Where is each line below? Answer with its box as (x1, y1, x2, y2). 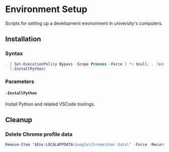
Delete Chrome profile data (5, 130, 73, 137)
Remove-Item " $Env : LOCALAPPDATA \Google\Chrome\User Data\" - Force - (5, 142, 152, 147)
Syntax (5, 50, 23, 57)
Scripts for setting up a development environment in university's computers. (5, 20, 163, 26)
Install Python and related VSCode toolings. (5, 101, 96, 107)
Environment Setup (5, 4, 88, 15)
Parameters (5, 78, 34, 85)
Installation (5, 35, 41, 43)
